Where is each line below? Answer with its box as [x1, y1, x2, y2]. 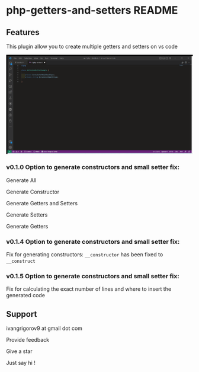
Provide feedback [6, 336, 49, 344]
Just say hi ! [6, 360, 36, 367]
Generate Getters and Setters [6, 199, 78, 206]
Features [6, 27, 40, 37]
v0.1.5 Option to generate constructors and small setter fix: [6, 272, 179, 281]
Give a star [6, 348, 33, 355]
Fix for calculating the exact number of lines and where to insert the [6, 285, 172, 292]
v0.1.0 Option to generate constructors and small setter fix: [6, 163, 179, 171]
